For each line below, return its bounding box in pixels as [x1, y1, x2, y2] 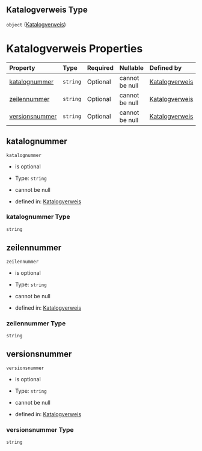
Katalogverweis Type [6, 5, 88, 15]
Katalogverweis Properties [6, 42, 143, 55]
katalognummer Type [6, 213, 70, 221]
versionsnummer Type [6, 425, 74, 434]
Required [87, 63, 114, 72]
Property [9, 63, 35, 72]
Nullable [119, 63, 144, 72]
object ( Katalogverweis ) [6, 20, 66, 28]
